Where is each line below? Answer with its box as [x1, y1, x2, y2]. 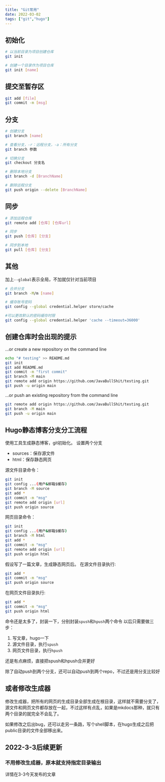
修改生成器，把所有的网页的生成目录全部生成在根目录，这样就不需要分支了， [5, 698, 161, 704]
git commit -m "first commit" [5, 369, 68, 375]
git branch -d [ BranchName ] [5, 174, 63, 179]
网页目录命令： [5, 514, 36, 520]
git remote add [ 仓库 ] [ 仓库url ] [5, 220, 71, 225]
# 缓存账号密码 [5, 300, 32, 304]
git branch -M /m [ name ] [5, 291, 54, 296]
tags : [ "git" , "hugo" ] [5, 16, 50, 21]
